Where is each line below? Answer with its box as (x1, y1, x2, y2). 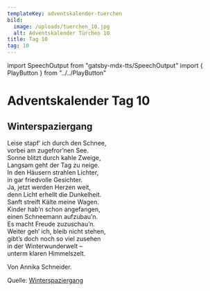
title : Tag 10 (7, 36, 49, 43)
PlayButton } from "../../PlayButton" (7, 69, 107, 77)
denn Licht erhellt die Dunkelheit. (7, 191, 102, 198)
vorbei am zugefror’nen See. (7, 146, 89, 155)
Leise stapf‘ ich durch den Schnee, (7, 139, 107, 147)
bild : (7, 17, 23, 24)
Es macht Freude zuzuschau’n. (7, 220, 96, 228)
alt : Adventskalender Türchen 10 (13, 29, 110, 37)
